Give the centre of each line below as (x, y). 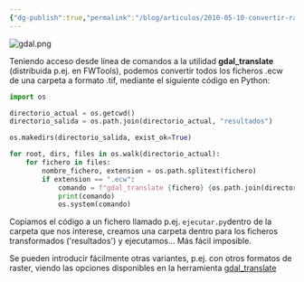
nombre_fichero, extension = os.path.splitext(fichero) (149, 171)
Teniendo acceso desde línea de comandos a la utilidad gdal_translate (142, 61)
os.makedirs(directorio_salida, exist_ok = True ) (101, 138)
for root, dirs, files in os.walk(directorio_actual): (115, 155)
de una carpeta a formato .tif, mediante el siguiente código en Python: (140, 80)
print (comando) (86, 196)
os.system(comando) (94, 204)
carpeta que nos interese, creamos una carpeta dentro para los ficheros (144, 231)
